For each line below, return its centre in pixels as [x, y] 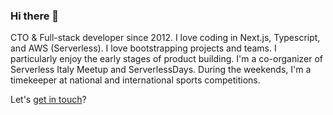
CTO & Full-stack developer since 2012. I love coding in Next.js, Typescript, [165, 38]
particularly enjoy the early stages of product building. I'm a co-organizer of [167, 59]
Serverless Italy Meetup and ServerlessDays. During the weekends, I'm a [161, 70]
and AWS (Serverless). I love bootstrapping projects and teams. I [143, 48]
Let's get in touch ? [48, 100]
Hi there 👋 [35, 16]
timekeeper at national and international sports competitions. [135, 80]
